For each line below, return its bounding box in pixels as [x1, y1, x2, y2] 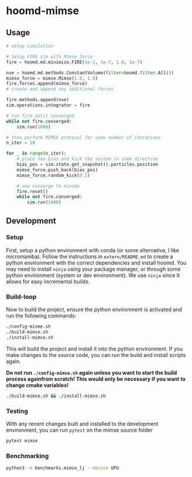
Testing [6, 407, 28, 415]
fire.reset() [16, 188, 49, 195]
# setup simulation [6, 43, 54, 49]
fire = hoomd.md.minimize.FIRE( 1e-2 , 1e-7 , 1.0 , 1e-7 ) [6, 59, 143, 65]
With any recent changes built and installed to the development [6, 420, 159, 427]
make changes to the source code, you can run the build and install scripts [6, 351, 186, 358]
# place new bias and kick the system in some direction [16, 156, 159, 162]
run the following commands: [6, 312, 77, 319]
